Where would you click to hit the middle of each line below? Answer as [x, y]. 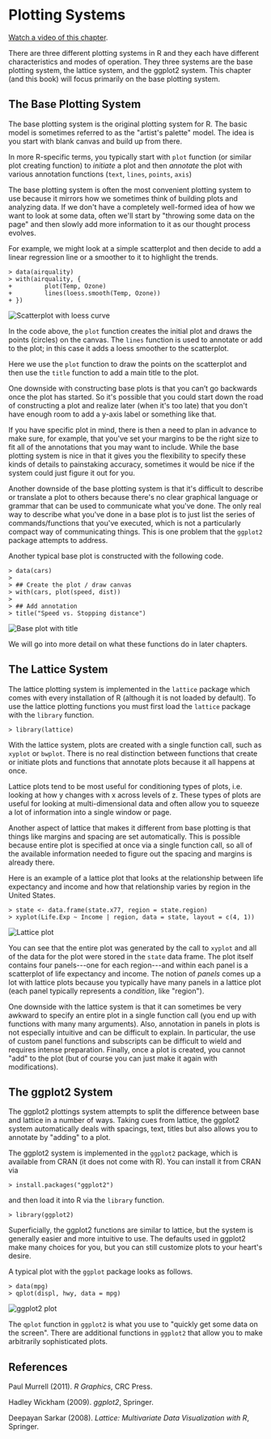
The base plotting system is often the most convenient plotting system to [130, 190]
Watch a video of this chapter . [58, 37]
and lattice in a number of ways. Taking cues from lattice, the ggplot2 [124, 1121]
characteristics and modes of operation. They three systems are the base [131, 62]
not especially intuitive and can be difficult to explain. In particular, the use [132, 1032]
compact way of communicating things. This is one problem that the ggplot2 [135, 532]
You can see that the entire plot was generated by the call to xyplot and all [133, 948]
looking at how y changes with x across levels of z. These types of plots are [135, 795]
